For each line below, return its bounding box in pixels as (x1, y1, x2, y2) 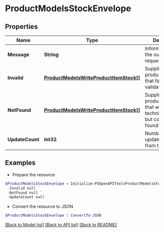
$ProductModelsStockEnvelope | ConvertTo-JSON (5, 213, 102, 218)
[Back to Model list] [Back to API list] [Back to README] (5, 222, 117, 228)
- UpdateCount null (7, 195, 45, 200)
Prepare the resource (12, 171, 55, 177)
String (43, 51, 59, 58)
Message (7, 51, 30, 58)
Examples (5, 159, 36, 167)
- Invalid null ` (7, 186, 41, 190)
